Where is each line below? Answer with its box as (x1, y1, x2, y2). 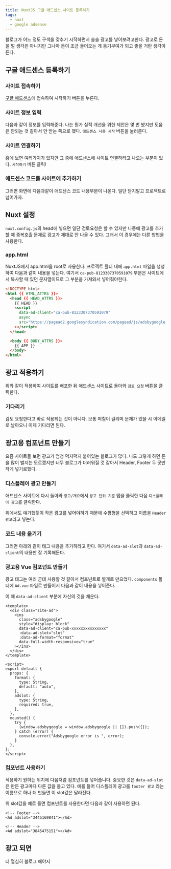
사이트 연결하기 (5, 142, 41, 149)
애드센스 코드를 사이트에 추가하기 (5, 175, 82, 182)
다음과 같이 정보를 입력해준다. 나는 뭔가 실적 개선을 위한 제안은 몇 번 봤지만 (5, 121, 154, 128)
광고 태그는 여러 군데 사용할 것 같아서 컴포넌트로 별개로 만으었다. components (5, 576, 157, 582)
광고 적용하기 (5, 368, 44, 377)
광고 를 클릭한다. (11, 499, 42, 505)
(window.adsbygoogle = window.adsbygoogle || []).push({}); (18, 725, 150, 730)
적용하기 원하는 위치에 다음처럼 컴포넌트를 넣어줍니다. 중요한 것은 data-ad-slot (5, 777, 163, 783)
